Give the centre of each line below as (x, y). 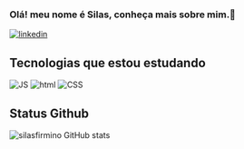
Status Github (49, 113)
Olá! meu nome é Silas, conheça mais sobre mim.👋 (122, 15)
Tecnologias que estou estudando (107, 63)
